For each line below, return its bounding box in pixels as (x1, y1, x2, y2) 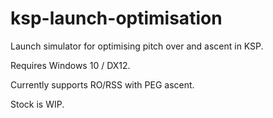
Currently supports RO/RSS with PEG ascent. (10, 78, 195, 91)
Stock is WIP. (10, 98, 65, 110)
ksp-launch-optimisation (10, 7, 223, 30)
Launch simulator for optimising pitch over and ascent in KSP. (10, 40, 264, 52)
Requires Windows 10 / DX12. (10, 59, 131, 71)
